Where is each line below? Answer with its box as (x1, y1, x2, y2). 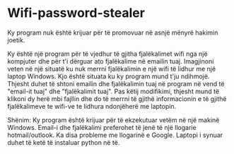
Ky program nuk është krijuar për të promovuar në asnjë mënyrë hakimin (7, 28, 218, 37)
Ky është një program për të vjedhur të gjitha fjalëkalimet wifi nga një (7, 49, 208, 58)
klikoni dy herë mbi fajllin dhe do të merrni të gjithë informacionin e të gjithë (7, 94, 228, 103)
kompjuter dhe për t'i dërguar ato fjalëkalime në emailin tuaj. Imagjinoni (7, 57, 214, 65)
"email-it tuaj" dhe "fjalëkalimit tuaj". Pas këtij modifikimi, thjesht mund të (7, 87, 220, 95)
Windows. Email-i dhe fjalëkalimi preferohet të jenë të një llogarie (7, 123, 197, 131)
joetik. (7, 35, 25, 44)
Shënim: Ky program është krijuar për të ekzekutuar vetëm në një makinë (7, 115, 220, 124)
